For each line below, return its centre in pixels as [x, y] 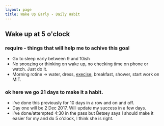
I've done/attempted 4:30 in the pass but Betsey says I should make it [83, 113]
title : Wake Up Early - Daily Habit [42, 14]
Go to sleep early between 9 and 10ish [51, 59]
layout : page [18, 10]
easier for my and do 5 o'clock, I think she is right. [63, 119]
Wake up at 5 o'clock [38, 34]
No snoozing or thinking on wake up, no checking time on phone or [80, 64]
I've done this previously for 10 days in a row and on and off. [73, 103]
